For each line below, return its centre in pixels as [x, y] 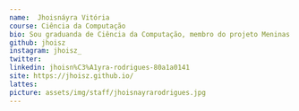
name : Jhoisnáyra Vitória [60, 17]
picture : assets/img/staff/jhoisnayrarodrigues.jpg [107, 92]
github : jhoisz [38, 43]
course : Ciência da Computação [68, 26]
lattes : [24, 84]
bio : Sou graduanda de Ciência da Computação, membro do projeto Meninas [150, 34]
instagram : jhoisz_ [46, 51]
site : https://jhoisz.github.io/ [72, 76]
